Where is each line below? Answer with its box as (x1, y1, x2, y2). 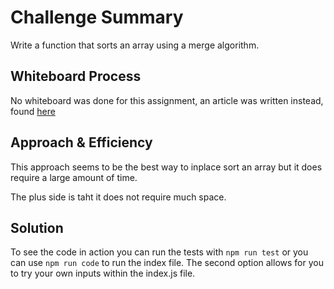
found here (10, 105, 56, 117)
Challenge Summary (10, 6, 184, 29)
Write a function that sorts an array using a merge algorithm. (10, 39, 260, 51)
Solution (10, 219, 64, 236)
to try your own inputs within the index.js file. (10, 267, 196, 280)
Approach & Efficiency (10, 134, 153, 151)
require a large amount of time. (10, 171, 138, 183)
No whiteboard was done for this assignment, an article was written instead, (10, 94, 324, 106)
